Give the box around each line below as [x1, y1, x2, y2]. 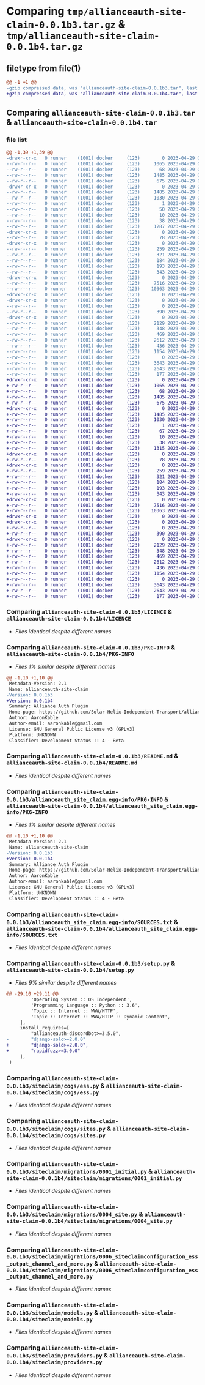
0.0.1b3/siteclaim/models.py [6, 1310, 93, 1316]
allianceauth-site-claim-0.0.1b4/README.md [6, 760, 138, 766]
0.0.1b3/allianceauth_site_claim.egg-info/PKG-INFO [6, 796, 164, 803]
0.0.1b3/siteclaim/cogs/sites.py [6, 1125, 106, 1132]
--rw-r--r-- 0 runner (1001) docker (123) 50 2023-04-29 [6, 206, 195, 212]
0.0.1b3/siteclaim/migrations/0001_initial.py [6, 1168, 148, 1176]
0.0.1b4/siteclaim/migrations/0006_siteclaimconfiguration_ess [6, 1267, 198, 1274]
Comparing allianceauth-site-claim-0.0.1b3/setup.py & [6, 959, 176, 968]
